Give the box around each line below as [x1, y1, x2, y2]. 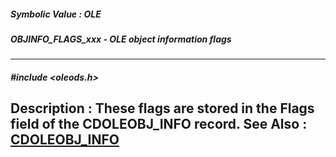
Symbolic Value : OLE [10, 8, 102, 20]
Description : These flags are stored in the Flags [10, 100, 315, 117]
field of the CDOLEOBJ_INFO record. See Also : [10, 116, 308, 133]
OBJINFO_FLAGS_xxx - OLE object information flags [10, 33, 232, 45]
